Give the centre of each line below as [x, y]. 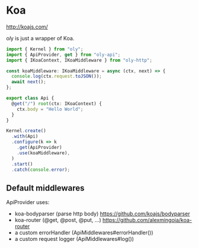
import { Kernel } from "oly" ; [45, 49]
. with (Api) [25, 136]
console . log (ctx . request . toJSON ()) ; [57, 77]
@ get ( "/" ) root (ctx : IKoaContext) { [57, 104]
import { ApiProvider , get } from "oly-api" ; [63, 55]
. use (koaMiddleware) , [43, 153]
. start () [22, 164]
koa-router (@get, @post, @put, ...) [58, 220]
